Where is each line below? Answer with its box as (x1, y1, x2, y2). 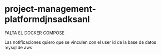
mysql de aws (4, 44, 32, 50)
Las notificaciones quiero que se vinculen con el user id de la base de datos (4, 39, 156, 45)
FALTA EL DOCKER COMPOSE (4, 30, 65, 36)
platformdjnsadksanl (4, 14, 90, 25)
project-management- (4, 3, 97, 15)
